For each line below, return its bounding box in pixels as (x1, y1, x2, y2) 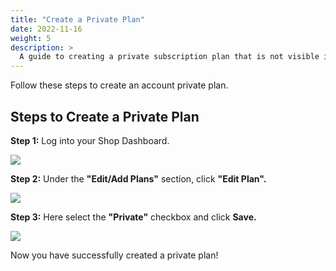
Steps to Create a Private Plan (10, 108, 200, 125)
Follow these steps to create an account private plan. (10, 79, 229, 91)
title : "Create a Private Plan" (10, 14, 145, 25)
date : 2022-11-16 (10, 24, 83, 34)
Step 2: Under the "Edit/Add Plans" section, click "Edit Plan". (10, 172, 267, 185)
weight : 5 (10, 33, 52, 43)
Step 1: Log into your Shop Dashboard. (10, 134, 170, 146)
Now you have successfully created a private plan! (10, 249, 219, 261)
